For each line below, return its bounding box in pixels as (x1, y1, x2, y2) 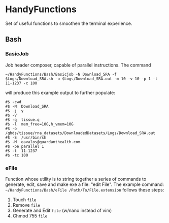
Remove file (12, 202, 41, 208)
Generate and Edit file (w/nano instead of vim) (12, 207, 112, 213)
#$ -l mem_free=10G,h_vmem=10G (5, 121, 74, 126)
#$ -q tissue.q (5, 117, 40, 122)
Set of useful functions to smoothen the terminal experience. (5, 20, 132, 26)
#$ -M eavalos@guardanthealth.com (5, 139, 81, 144)
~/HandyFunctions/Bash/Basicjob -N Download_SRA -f (5, 72, 117, 77)
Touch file (12, 197, 37, 203)
